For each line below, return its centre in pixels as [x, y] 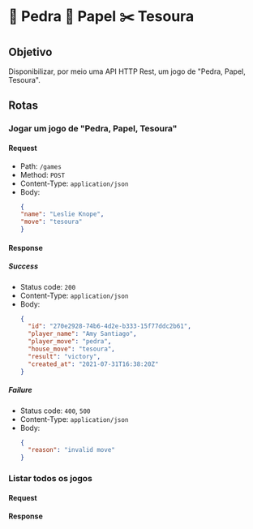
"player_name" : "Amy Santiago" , [82, 334]
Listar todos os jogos [51, 479]
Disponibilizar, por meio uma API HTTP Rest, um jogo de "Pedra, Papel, [127, 71]
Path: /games [41, 166]
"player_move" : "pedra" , [70, 342]
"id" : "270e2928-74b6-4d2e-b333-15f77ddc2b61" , [110, 326]
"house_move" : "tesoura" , [71, 349]
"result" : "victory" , [64, 356]
